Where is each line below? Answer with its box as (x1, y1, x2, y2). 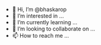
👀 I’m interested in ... (12, 12, 64, 19)
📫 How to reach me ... (12, 32, 69, 39)
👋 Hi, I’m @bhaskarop (12, 6, 67, 13)
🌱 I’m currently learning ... (12, 19, 78, 26)
